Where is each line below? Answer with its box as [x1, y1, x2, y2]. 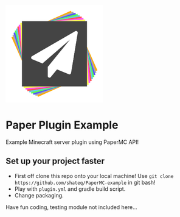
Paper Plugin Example [5, 118, 119, 132]
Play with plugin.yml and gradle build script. [14, 185, 126, 193]
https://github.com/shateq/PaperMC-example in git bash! [14, 179, 156, 186]
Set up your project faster [5, 156, 105, 166]
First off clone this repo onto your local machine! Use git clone [14, 172, 174, 179]
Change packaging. [14, 191, 64, 199]
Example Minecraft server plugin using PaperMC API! [5, 138, 139, 146]
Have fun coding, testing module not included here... [5, 203, 137, 211]
